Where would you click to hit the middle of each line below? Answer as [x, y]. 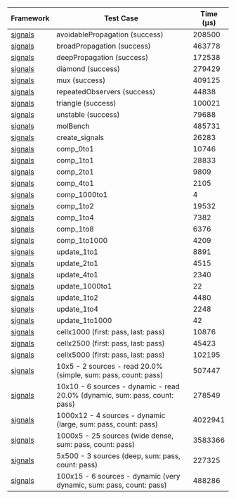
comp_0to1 [75, 149]
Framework [30, 18]
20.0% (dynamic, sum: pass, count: [115, 395]
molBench [73, 126]
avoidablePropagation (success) [110, 34]
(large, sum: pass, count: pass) [107, 424]
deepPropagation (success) [102, 57]
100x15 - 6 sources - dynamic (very [118, 476]
